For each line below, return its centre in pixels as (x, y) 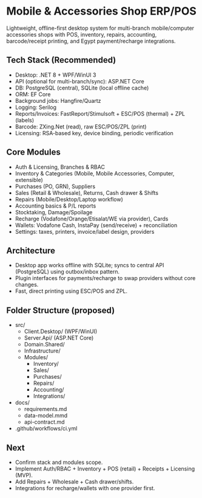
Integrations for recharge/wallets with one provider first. (85, 488)
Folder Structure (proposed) (61, 310)
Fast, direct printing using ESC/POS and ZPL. (71, 291)
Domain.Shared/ (44, 345)
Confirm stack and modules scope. (59, 462)
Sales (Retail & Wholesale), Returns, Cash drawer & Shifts (87, 192)
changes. (27, 285)
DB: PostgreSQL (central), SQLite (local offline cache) (82, 88)
